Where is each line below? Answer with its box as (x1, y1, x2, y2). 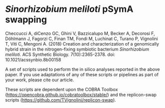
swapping (5, 14, 47, 25)
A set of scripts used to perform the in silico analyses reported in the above (5, 66, 161, 72)
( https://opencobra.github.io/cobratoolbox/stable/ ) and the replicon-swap (5, 92, 157, 98)
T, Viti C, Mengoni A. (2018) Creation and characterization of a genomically (5, 41, 160, 47)
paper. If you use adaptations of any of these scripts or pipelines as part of (5, 71, 159, 77)
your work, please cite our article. (5, 77, 74, 83)
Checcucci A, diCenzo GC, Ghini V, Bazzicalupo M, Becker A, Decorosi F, (5, 30, 156, 36)
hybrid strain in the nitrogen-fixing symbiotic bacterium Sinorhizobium (5, 46, 150, 52)
